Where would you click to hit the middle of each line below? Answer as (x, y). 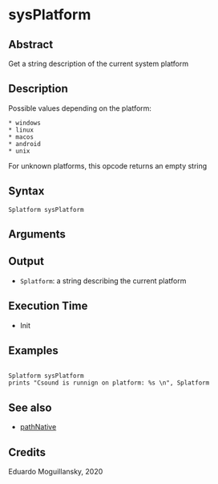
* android (25, 144)
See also (30, 407)
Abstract (31, 45)
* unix (19, 151)
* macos (21, 137)
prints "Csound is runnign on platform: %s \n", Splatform (109, 383)
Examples (33, 351)
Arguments (37, 234)
